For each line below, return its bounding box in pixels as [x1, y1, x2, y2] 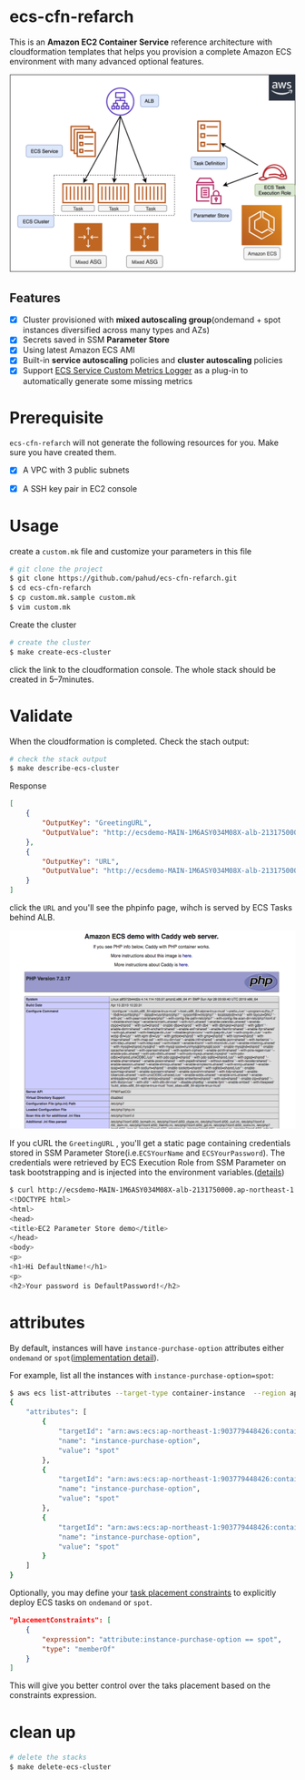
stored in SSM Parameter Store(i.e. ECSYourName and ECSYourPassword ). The [9, 1147, 286, 1158]
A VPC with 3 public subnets [22, 464, 130, 475]
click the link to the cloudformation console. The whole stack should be [9, 664, 277, 675]
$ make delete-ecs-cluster [9, 1763, 112, 1772]
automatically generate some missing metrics [22, 375, 193, 386]
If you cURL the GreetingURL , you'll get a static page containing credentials [9, 1138, 291, 1149]
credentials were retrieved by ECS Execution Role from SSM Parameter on [9, 1157, 287, 1168]
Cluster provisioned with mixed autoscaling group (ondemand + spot [22, 314, 281, 325]
